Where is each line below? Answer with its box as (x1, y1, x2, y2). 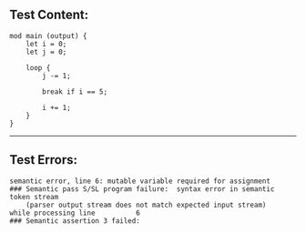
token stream (9, 192, 59, 201)
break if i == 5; (42, 86, 107, 96)
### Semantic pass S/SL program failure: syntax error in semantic (9, 184, 275, 194)
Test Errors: (9, 152, 78, 167)
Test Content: (9, 7, 89, 23)
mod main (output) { (9, 31, 88, 40)
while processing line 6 (9, 208, 141, 218)
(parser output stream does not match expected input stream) (25, 200, 267, 209)
